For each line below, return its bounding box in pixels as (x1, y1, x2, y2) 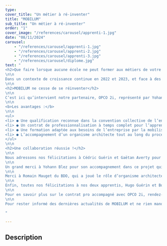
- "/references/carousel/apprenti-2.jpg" (14, 49, 101, 54)
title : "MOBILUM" (5, 16, 41, 21)
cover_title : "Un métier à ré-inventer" (5, 12, 90, 17)
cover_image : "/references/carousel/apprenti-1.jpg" (5, 30, 117, 35)
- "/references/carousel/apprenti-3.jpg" (14, 53, 101, 59)
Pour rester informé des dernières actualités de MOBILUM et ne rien (5, 201, 153, 206)
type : (5, 7, 16, 12)
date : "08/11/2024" (5, 35, 46, 40)
